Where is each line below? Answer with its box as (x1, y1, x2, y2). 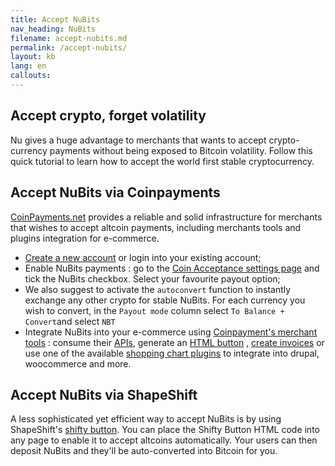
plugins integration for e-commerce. (10, 232, 160, 244)
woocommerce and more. (24, 357, 132, 370)
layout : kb (10, 52, 56, 62)
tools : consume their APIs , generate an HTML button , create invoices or (24, 336, 325, 348)
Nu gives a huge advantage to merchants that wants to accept (10, 134, 267, 146)
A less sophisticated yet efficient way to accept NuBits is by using (10, 413, 282, 425)
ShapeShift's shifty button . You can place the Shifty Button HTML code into (10, 424, 320, 436)
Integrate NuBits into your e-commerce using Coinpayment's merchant (24, 326, 318, 338)
